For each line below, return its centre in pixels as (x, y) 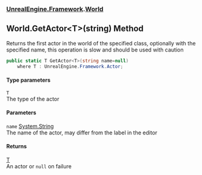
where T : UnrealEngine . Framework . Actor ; (70, 66)
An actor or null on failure (39, 167)
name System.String (30, 126)
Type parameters (29, 80)
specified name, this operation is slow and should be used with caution (95, 50)
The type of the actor (33, 99)
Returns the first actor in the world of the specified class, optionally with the (101, 43)
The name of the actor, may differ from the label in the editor (82, 133)
